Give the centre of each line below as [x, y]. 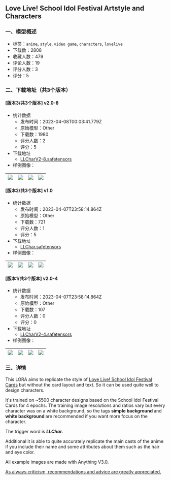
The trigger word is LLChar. [34, 431]
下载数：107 [33, 310]
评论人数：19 [26, 62]
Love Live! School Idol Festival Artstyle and [75, 8]
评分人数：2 [33, 140]
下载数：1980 [34, 134]
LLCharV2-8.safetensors [46, 159]
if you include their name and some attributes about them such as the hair [82, 446]
